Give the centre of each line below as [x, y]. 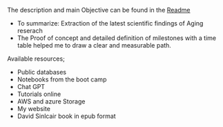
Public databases [42, 72]
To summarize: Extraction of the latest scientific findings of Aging [110, 23]
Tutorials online [39, 94]
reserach [30, 31]
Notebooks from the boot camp [62, 79]
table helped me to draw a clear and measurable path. [94, 45]
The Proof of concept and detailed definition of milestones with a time [116, 38]
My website [33, 109]
